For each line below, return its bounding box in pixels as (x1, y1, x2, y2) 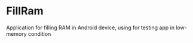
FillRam (6, 4, 44, 18)
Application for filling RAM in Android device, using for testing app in (6, 24, 175, 31)
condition (27, 30, 51, 37)
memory (6, 30, 27, 37)
